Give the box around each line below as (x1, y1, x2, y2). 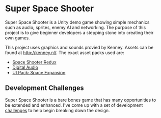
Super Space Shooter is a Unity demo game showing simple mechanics (5, 19, 150, 25)
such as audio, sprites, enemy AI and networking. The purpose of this (5, 24, 146, 30)
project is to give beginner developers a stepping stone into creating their (5, 29, 154, 35)
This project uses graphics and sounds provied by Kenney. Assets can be (5, 44, 154, 50)
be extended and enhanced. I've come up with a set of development (5, 102, 143, 108)
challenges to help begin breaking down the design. (5, 107, 110, 113)
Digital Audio (12, 64, 38, 70)
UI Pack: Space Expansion (12, 69, 66, 75)
